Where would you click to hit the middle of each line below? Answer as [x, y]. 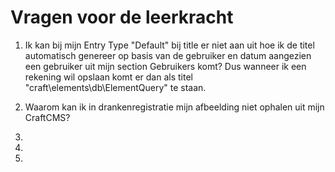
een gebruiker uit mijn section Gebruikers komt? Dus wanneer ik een [165, 66]
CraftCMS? [47, 117]
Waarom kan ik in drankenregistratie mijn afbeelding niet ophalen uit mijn [174, 107]
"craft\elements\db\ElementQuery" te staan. [115, 87]
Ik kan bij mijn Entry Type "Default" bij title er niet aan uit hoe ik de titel [169, 45]
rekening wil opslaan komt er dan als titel [108, 77]
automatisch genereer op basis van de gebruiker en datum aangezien [168, 55]
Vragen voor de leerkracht [122, 17]
